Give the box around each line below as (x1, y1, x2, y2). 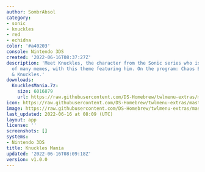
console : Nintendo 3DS (6, 49, 64, 55)
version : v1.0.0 (6, 156, 48, 162)
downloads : (6, 77, 34, 83)
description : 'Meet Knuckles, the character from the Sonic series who (6, 60, 192, 66)
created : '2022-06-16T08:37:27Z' (6, 54, 92, 60)
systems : (6, 134, 29, 140)
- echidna (6, 37, 32, 43)
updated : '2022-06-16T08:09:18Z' (6, 151, 92, 157)
